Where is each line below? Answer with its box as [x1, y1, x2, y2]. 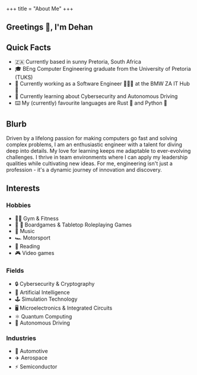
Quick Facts [6, 42, 52, 52]
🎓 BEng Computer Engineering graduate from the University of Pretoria [14, 65, 191, 73]
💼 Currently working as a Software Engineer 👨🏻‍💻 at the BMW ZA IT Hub [14, 80, 190, 87]
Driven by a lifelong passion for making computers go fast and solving [6, 135, 178, 142]
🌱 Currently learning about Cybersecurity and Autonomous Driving [14, 93, 178, 100]
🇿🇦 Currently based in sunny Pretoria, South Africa [14, 58, 141, 65]
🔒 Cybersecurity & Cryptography [14, 281, 95, 287]
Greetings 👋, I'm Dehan [6, 22, 93, 32]
